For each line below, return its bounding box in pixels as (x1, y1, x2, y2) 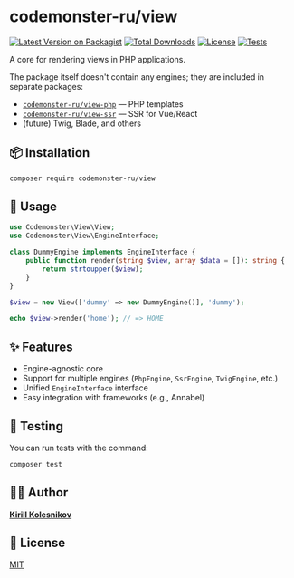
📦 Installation (9, 145, 90, 160)
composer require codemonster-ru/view (9, 174, 156, 183)
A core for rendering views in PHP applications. (9, 53, 185, 64)
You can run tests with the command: (9, 442, 149, 453)
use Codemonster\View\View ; (9, 223, 116, 232)
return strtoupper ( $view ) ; (42, 265, 144, 274)
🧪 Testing (9, 419, 64, 434)
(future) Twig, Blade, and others (22, 118, 142, 129)
